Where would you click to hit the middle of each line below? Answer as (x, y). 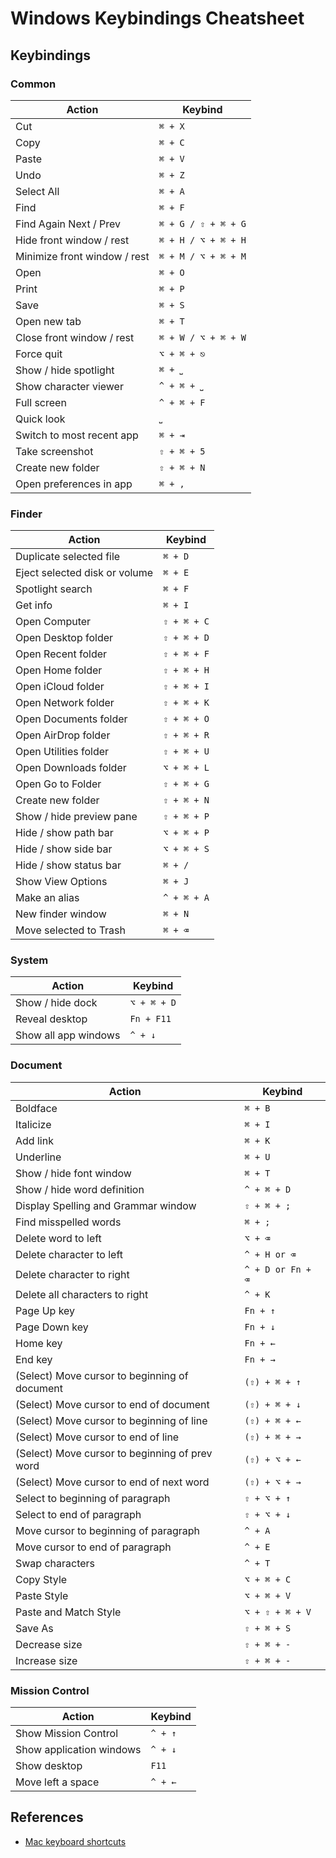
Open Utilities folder (62, 752)
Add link (34, 1140)
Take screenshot (54, 451)
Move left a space (57, 1782)
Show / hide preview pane (76, 817)
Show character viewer (69, 386)
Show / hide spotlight (65, 370)
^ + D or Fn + (278, 1269)
